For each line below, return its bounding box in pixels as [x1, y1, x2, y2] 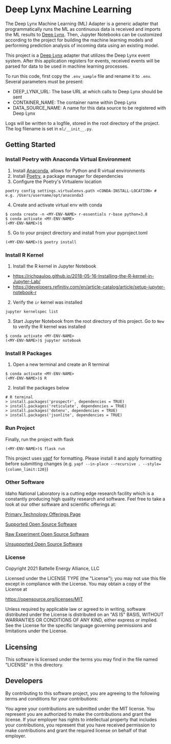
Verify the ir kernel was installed [12, 299, 83, 305]
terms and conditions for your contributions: [5, 695, 98, 701]
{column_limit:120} [5, 467, 47, 472]
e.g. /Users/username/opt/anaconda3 [5, 193, 83, 198]
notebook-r [12, 289, 37, 295]
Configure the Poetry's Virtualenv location [12, 178, 102, 184]
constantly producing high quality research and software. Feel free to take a [5, 495, 165, 502]
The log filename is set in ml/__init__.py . [5, 126, 93, 132]
